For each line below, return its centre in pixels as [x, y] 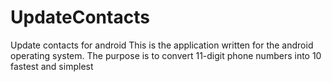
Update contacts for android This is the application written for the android [162, 45]
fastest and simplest [52, 66]
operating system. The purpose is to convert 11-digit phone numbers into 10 [166, 55]
